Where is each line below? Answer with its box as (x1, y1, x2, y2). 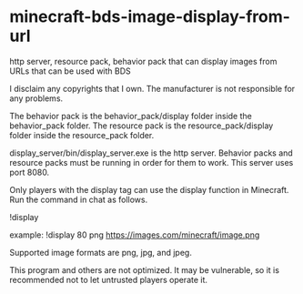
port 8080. (9, 167, 50, 177)
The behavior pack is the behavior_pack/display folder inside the (9, 110, 252, 121)
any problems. (9, 93, 64, 104)
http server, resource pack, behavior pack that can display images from (9, 56, 278, 66)
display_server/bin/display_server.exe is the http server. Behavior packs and (9, 147, 293, 158)
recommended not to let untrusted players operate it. (9, 274, 207, 285)
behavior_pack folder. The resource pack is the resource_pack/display (9, 120, 274, 131)
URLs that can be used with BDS (9, 66, 132, 76)
